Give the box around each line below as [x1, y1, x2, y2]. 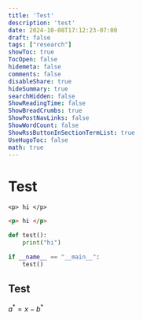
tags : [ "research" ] [8, 41, 72, 49]
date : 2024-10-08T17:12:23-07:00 [8, 26, 118, 34]
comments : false [8, 70, 61, 78]
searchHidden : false [8, 92, 76, 100]
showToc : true [8, 48, 55, 56]
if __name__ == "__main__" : [8, 253, 101, 261]
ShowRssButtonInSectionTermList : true [8, 128, 135, 136]
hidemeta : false [8, 63, 61, 71]
